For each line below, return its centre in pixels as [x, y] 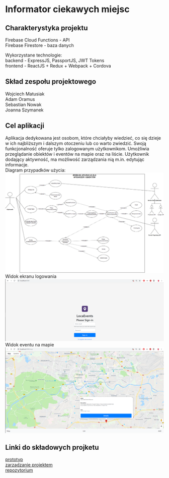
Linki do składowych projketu [52, 447]
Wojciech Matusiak [25, 94]
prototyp [14, 459]
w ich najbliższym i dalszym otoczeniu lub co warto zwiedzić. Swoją [76, 143]
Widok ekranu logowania [31, 276]
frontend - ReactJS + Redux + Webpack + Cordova [58, 66]
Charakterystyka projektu [47, 28]
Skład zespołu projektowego [51, 82]
